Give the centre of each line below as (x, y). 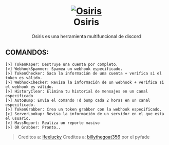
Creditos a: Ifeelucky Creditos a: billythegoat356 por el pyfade (84, 137)
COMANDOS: (27, 53)
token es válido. (24, 78)
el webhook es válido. (30, 87)
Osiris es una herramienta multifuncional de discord (86, 36)
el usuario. (18, 118)
